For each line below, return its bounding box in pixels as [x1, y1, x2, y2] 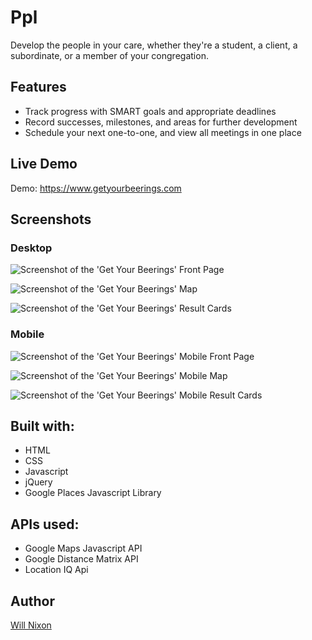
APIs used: [10, 516, 80, 533]
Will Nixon [10, 619, 52, 631]
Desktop [10, 241, 53, 255]
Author [10, 592, 55, 610]
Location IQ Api [24, 564, 89, 576]
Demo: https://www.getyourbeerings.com [10, 182, 182, 194]
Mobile [10, 327, 45, 341]
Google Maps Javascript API [24, 542, 143, 555]
